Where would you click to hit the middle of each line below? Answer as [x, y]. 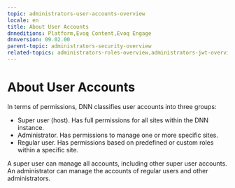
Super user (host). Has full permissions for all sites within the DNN [113, 120]
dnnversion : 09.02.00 [39, 40]
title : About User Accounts [48, 27]
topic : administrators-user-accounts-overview [76, 14]
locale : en [23, 20]
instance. [30, 127]
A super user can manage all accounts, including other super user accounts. [117, 163]
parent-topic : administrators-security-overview [79, 46]
